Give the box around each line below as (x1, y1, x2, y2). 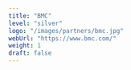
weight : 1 (8, 42, 42, 50)
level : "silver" (8, 19, 63, 27)
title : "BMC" (8, 11, 52, 20)
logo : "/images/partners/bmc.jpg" (8, 27, 125, 35)
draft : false (8, 49, 52, 57)
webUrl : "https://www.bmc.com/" (8, 34, 117, 43)
